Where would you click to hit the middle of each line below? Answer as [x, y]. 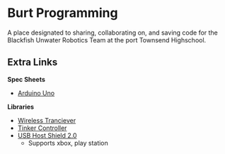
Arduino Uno [36, 93]
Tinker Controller [42, 128]
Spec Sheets [27, 79]
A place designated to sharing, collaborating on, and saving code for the [112, 32]
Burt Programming [63, 13]
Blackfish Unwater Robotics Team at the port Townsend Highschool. [107, 40]
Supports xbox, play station [68, 143]
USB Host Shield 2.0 [47, 135]
